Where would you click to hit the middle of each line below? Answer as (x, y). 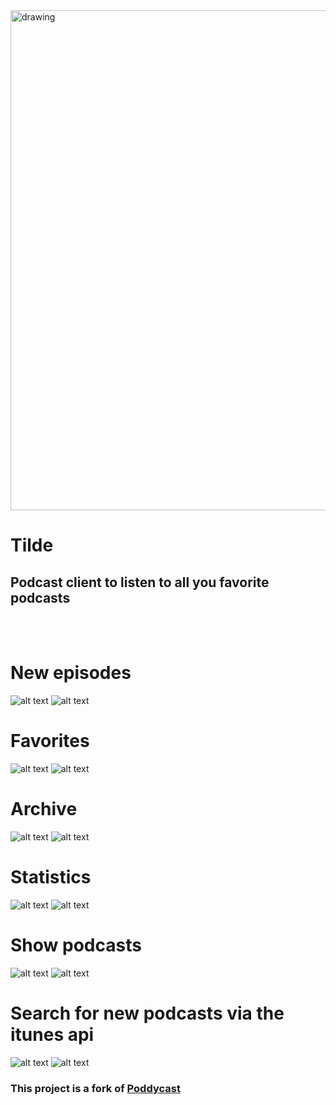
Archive (44, 809)
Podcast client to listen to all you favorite (140, 582)
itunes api (52, 1034)
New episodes (71, 673)
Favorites (50, 741)
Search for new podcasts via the (147, 1013)
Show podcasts (76, 945)
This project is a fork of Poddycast (95, 1088)
